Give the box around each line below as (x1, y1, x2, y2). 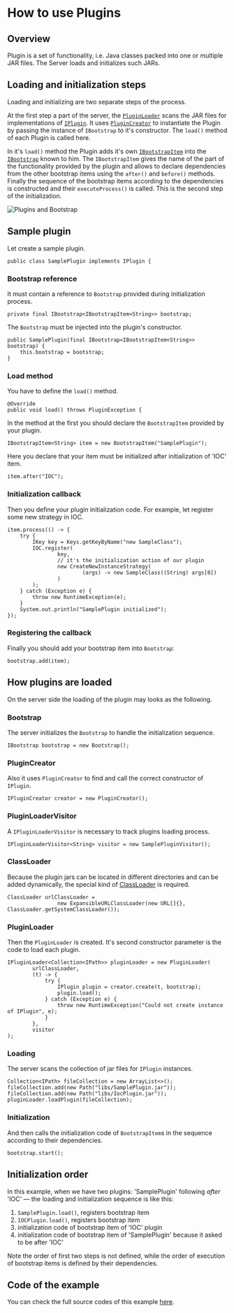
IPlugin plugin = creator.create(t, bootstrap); (57, 983, 201, 991)
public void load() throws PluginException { (7, 407, 142, 414)
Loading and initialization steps (7, 79, 147, 91)
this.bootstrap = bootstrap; (20, 349, 105, 356)
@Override (7, 400, 36, 407)
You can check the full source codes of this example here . (7, 1298, 175, 1306)
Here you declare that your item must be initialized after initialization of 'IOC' (7, 452, 227, 461)
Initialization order (7, 1169, 89, 1181)
